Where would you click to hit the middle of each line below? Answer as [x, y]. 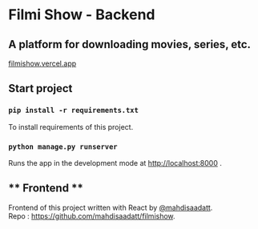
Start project [40, 88]
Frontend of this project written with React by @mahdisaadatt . [111, 207]
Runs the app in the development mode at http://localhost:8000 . [115, 163]
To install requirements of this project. [71, 127]
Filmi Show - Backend [82, 15]
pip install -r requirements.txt [73, 110]
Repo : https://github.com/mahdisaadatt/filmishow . [92, 216]
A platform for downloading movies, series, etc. [129, 44]
